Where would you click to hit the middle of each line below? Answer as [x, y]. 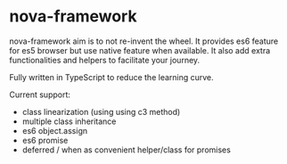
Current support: [40, 94]
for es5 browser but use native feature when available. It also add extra [140, 50]
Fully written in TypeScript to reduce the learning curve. [111, 77]
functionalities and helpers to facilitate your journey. [105, 60]
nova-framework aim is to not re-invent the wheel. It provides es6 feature [144, 41]
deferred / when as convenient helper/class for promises [127, 150]
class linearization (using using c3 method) [101, 111]
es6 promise [45, 140]
